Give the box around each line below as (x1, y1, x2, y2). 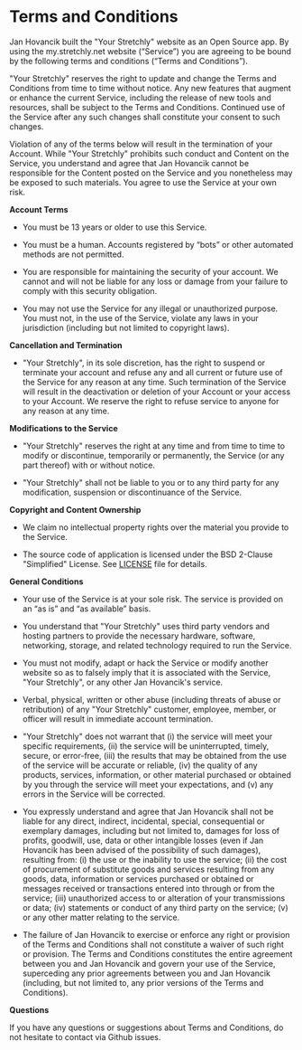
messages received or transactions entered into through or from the (22, 883, 275, 894)
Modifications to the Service (9, 422, 119, 433)
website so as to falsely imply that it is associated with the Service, (22, 667, 271, 677)
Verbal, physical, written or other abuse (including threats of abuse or (22, 694, 281, 705)
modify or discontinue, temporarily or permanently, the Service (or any (22, 449, 285, 460)
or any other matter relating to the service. (22, 912, 180, 922)
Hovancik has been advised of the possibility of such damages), (22, 844, 261, 856)
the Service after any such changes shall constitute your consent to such (9, 111, 281, 122)
